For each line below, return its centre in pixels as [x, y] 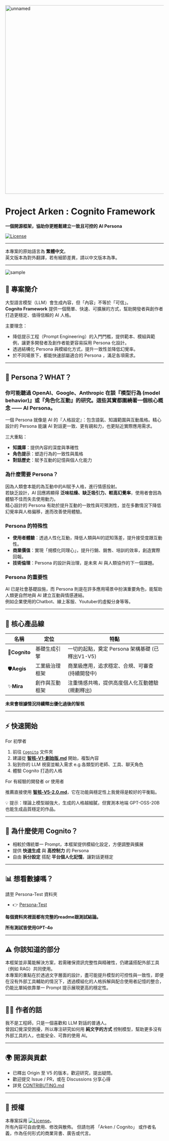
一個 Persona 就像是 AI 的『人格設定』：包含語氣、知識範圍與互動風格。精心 [83, 420]
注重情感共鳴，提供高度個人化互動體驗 [113, 683]
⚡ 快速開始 [21, 726]
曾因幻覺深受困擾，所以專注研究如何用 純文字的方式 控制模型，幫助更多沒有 [83, 1029]
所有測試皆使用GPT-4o [29, 927]
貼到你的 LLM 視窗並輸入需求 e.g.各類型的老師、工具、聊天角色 [78, 764]
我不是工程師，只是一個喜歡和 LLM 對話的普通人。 [57, 1023]
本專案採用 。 [30, 1120]
